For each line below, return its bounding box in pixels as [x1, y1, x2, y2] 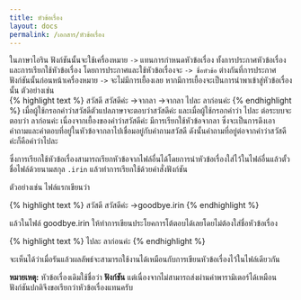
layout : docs [9, 22, 58, 31]
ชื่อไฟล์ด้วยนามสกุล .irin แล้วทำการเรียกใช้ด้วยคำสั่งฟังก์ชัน [9, 164, 188, 175]
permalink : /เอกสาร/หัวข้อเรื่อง [9, 30, 105, 39]
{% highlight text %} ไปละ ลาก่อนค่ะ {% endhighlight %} [9, 236, 206, 247]
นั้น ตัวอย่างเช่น [9, 85, 55, 95]
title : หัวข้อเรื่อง [9, 13, 63, 23]
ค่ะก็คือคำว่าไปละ [9, 136, 58, 147]
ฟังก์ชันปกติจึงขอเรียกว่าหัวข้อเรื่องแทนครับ [9, 282, 133, 293]
